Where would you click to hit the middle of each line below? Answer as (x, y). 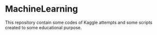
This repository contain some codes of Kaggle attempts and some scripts (79, 22)
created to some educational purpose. (43, 27)
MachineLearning (41, 9)
